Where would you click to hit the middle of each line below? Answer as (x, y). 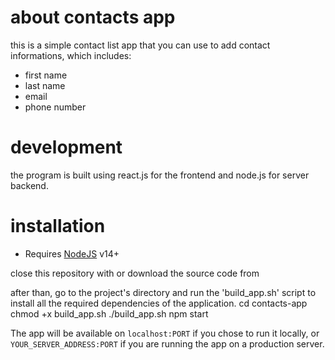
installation (58, 226)
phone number (55, 107)
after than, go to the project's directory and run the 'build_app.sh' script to (163, 292)
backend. (29, 185)
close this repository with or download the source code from (135, 273)
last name (45, 85)
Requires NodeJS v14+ (72, 253)
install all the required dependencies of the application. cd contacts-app (159, 303)
